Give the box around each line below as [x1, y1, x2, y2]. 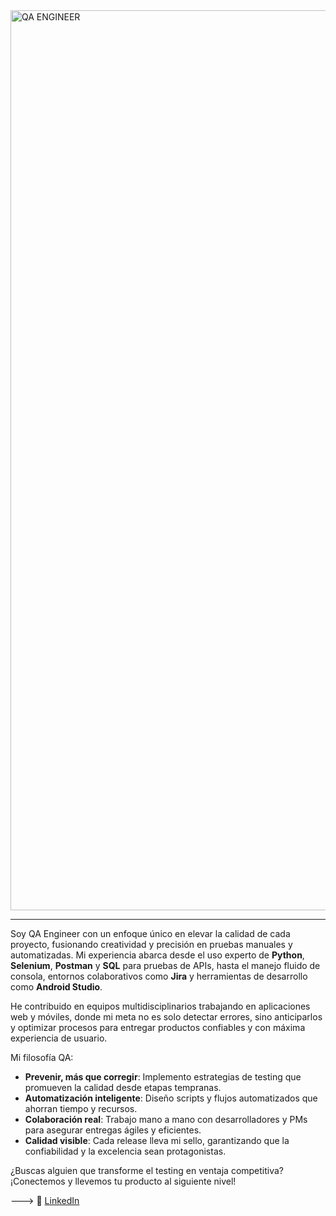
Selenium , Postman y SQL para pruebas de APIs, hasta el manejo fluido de [10, 960, 321, 971]
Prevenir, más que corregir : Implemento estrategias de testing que [24, 1071, 302, 1083]
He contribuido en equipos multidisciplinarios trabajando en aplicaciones [10, 1000, 311, 1012]
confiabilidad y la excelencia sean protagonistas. [24, 1145, 227, 1157]
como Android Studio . [10, 981, 103, 993]
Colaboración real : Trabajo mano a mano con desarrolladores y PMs [24, 1114, 308, 1125]
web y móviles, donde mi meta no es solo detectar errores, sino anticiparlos [10, 1011, 323, 1023]
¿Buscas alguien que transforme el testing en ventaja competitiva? [10, 1165, 285, 1176]
